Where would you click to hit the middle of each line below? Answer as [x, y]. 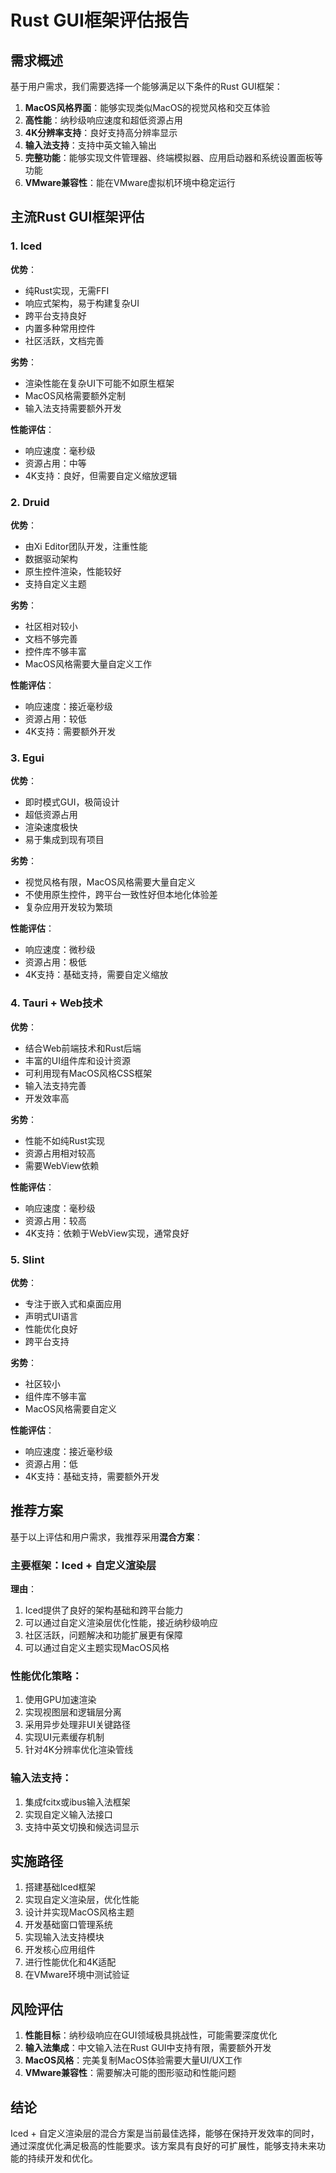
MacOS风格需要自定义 [70, 1408]
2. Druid [30, 502]
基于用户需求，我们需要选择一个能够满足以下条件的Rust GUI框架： [146, 86]
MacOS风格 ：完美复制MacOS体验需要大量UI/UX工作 [133, 2060]
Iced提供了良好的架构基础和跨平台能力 [104, 1610]
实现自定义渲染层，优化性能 [82, 1900]
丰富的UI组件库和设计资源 [77, 1060]
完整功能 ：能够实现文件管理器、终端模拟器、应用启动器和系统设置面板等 [173, 157]
